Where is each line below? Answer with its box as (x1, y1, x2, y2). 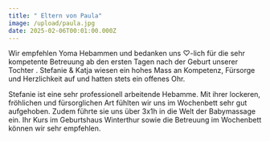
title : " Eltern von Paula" (8, 11, 103, 20)
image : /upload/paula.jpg (8, 19, 95, 27)
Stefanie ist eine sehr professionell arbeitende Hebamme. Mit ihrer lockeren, (8, 90, 261, 99)
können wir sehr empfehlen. (8, 123, 101, 133)
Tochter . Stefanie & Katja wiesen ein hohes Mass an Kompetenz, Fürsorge (8, 66, 256, 75)
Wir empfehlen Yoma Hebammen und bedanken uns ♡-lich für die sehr (8, 49, 245, 58)
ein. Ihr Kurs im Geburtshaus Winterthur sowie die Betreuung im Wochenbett (8, 115, 262, 125)
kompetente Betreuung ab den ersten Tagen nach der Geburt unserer (8, 57, 239, 66)
